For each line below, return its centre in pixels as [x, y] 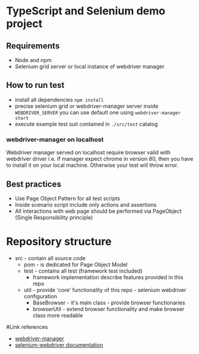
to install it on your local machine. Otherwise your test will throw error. [92, 165]
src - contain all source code [50, 258]
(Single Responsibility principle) [54, 217]
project [25, 24]
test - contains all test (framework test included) [83, 271]
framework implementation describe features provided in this [108, 277]
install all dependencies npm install [59, 99]
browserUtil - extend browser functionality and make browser [108, 309]
